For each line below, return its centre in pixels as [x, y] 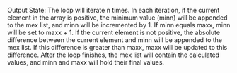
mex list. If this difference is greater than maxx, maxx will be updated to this [117, 47]
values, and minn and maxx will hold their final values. [86, 62]
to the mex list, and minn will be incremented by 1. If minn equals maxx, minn [119, 25]
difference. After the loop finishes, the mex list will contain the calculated [114, 55]
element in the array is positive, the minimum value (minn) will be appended [117, 18]
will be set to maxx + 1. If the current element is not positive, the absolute [114, 32]
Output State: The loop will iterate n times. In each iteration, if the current [114, 10]
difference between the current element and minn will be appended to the [115, 40]
